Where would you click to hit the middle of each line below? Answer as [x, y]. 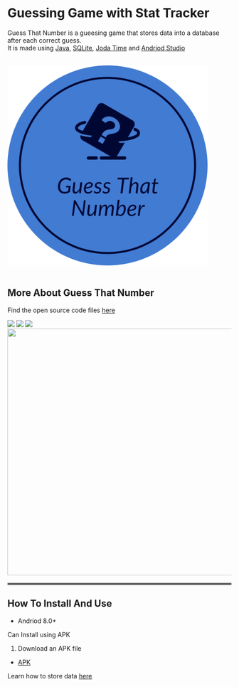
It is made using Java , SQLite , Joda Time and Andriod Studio [96, 48]
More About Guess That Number [81, 293]
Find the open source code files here [62, 310]
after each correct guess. [44, 40]
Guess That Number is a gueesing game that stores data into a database [113, 33]
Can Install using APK [39, 634]
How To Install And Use [60, 603]
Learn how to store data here [50, 676]
